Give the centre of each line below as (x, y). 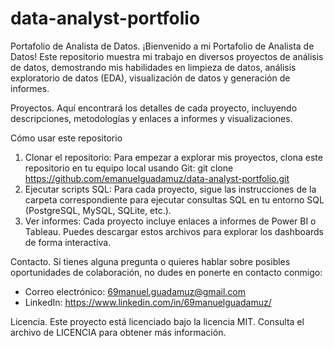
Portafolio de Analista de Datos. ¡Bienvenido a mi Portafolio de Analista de (162, 46)
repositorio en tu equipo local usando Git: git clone (129, 168)
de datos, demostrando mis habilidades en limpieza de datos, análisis (153, 67)
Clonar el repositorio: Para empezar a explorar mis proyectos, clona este (173, 157)
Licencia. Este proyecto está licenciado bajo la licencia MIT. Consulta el (157, 321)
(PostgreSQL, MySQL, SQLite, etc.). (98, 210)
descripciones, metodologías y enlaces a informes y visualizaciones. (151, 118)
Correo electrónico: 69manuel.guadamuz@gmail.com (135, 291)
